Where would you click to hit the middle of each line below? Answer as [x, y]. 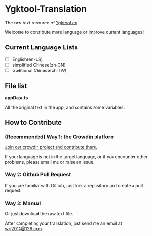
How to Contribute [34, 123]
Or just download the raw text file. [39, 214]
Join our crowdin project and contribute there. [51, 147]
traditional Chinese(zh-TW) [39, 70]
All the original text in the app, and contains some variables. [65, 107]
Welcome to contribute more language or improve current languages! [75, 32]
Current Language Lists [41, 47]
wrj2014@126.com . [24, 229]
